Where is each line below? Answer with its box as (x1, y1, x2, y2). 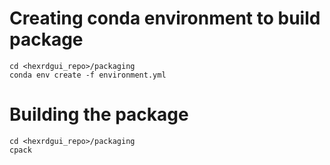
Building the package (9, 103, 189, 126)
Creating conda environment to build (9, 7, 321, 30)
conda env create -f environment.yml (9, 70, 167, 80)
